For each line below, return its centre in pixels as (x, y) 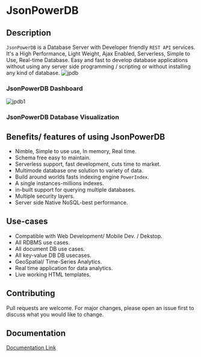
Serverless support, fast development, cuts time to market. (88, 164)
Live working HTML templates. (53, 274)
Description (29, 33)
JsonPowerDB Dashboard (45, 88)
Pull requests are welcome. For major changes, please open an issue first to (100, 308)
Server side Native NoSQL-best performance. (71, 203)
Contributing (31, 293)
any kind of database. (33, 73)
